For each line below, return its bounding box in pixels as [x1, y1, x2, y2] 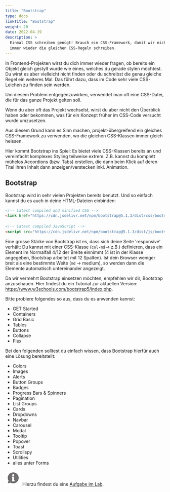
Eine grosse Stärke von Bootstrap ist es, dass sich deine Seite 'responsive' [5, 238, 161, 244]
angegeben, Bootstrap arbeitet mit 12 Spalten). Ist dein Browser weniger [5, 254, 156, 260]
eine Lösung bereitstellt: [5, 353, 56, 359]
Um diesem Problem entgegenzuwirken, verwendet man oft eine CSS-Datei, [5, 91, 164, 97]
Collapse [12, 332, 31, 338]
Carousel [12, 422, 32, 428]
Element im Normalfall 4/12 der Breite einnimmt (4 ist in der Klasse [5, 249, 143, 255]
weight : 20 [5, 24, 28, 29]
